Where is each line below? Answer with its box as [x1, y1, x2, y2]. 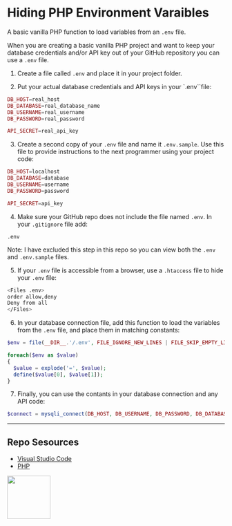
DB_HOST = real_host [7, 95, 60, 103]
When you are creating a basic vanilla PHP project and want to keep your [7, 41, 215, 49]
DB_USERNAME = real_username [7, 109, 85, 115]
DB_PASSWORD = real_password [7, 115, 85, 122]
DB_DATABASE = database [7, 175, 70, 182]
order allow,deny [7, 293, 57, 300]
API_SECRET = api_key [7, 200, 64, 207]
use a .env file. [7, 55, 50, 64]
